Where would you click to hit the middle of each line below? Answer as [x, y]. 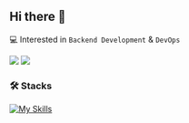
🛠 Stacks [31, 86]
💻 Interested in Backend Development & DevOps [95, 39]
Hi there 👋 [38, 17]
